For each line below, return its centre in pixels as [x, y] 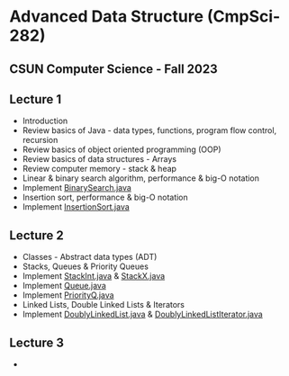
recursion [40, 140]
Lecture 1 [36, 99]
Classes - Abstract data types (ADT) [90, 257]
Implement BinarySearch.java [77, 188]
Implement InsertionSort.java [76, 207]
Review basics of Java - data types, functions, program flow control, [149, 130]
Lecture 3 [37, 342]
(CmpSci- [244, 17]
